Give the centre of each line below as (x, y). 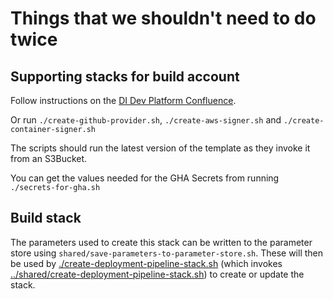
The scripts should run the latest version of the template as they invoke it (160, 148)
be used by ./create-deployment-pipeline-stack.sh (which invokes (146, 263)
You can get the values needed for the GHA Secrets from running (145, 178)
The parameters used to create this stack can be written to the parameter (161, 242)
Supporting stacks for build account (125, 76)
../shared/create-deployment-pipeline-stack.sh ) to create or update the (157, 274)
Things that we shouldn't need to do (163, 18)
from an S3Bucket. (49, 158)
